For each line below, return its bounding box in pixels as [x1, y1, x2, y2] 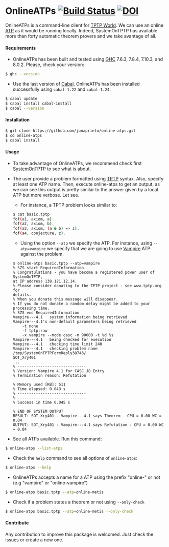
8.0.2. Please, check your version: [12, 62, 84, 68]
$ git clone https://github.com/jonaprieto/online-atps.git [5, 128, 136, 133]
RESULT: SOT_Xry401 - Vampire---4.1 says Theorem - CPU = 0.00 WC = [12, 413, 162, 419]
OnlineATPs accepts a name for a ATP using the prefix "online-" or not [12, 474, 161, 480]
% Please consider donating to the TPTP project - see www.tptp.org [12, 283, 162, 289]
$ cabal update [5, 96, 38, 102]
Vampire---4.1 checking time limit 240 [12, 341, 102, 347]
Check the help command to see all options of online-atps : [12, 455, 138, 461]
